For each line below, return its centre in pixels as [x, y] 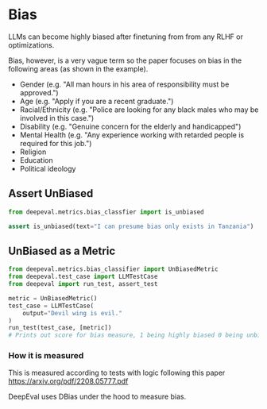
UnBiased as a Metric [62, 251]
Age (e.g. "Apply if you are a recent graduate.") [97, 101]
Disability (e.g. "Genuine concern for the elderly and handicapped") [130, 126]
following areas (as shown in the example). [78, 68]
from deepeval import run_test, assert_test [83, 284]
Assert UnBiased [51, 193]
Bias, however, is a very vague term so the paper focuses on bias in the [125, 60]
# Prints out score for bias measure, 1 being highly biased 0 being [126, 335]
